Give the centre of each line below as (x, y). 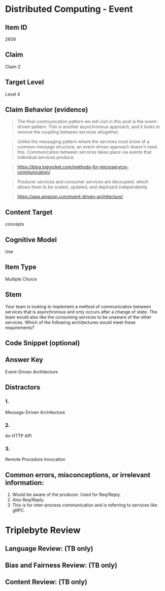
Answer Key (24, 360)
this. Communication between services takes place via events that (84, 152)
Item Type (21, 267)
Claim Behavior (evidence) (47, 110)
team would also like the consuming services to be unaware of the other (78, 317)
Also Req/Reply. (28, 500)
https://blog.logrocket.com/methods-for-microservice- (73, 167)
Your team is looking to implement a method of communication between (78, 306)
